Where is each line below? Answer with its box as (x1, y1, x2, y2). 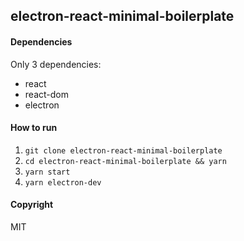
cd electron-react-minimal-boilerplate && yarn (24, 156, 227, 166)
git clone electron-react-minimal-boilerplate (24, 145, 223, 156)
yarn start (24, 167, 71, 177)
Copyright (10, 199, 54, 211)
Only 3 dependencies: (10, 58, 102, 70)
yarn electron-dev (24, 177, 102, 188)
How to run (10, 122, 58, 134)
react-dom (24, 88, 69, 100)
